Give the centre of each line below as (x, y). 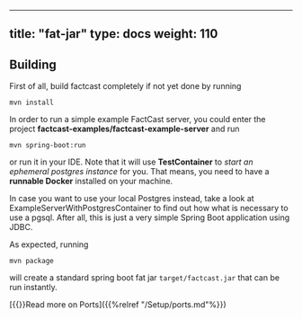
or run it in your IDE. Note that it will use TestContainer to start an (131, 162)
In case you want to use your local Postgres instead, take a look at (132, 199)
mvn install (31, 103)
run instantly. (33, 288)
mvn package (31, 261)
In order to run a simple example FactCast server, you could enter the (138, 120)
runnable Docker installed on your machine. (91, 182)
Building (33, 64)
